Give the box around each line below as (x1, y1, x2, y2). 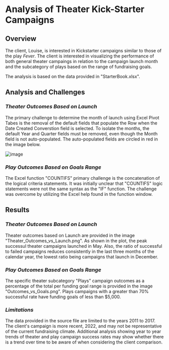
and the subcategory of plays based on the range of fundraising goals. (5, 64, 152, 69)
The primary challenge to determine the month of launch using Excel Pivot (5, 114, 160, 120)
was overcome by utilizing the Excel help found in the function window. (5, 191, 153, 197)
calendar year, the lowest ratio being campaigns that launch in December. (5, 253, 158, 260)
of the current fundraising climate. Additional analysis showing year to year (5, 328, 161, 334)
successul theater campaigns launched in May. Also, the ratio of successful (5, 243, 162, 249)
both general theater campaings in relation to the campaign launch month (5, 58, 158, 64)
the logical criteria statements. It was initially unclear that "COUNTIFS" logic (5, 180, 163, 186)
